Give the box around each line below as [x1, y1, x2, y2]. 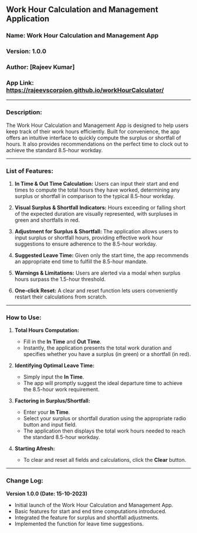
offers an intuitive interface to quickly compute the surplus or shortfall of [6, 134, 182, 141]
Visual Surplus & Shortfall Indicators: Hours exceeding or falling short [14, 204, 186, 211]
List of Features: [6, 167, 54, 175]
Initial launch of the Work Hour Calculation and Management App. [14, 501, 174, 508]
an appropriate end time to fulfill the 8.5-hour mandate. [14, 258, 148, 265]
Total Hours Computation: [14, 327, 80, 334]
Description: [6, 108, 42, 116]
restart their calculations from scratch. [14, 293, 107, 300]
